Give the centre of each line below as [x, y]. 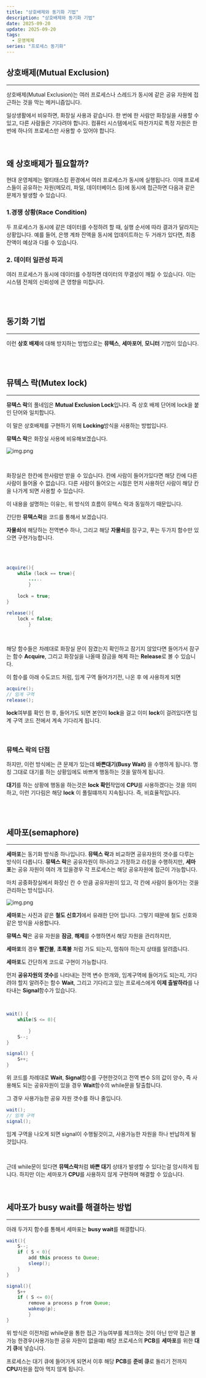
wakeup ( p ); [42, 1309]
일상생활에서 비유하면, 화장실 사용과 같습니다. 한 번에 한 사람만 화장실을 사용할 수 [103, 115]
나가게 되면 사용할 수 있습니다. [49, 491]
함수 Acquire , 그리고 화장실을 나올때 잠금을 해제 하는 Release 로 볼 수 [96, 656]
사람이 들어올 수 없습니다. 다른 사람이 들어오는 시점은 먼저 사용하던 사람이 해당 [100, 483]
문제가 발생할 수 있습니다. [37, 195]
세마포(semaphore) [43, 832]
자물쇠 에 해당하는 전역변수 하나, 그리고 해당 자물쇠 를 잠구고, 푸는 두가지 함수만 [100, 530]
